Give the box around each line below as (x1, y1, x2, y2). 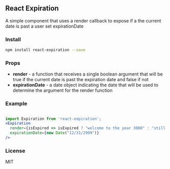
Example (5, 100, 28, 107)
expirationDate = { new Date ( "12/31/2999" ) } (10, 130, 100, 136)
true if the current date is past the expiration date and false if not (12, 77, 149, 83)
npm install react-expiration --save (5, 47, 86, 53)
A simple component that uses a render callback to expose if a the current (5, 17, 161, 23)
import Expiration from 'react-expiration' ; (5, 116, 102, 122)
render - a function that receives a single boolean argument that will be (12, 71, 163, 77)
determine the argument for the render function (12, 87, 113, 93)
